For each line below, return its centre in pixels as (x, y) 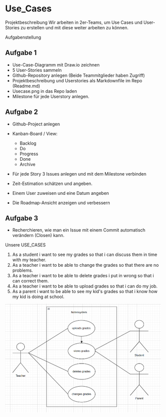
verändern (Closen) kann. (38, 236)
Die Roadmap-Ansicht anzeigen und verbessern (61, 203)
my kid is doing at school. (38, 297)
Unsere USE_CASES (25, 245)
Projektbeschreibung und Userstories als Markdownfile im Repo (77, 80)
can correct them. (30, 281)
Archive (27, 164)
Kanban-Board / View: (35, 133)
